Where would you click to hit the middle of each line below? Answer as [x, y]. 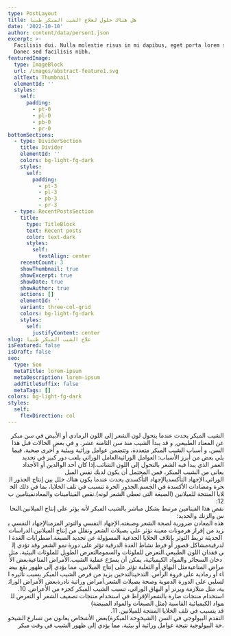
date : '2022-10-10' [36, 26]
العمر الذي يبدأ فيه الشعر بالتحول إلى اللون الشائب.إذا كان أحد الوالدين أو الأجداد [123, 464]
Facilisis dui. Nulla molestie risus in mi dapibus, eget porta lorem [117, 45]
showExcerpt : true [46, 275]
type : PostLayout [33, 13]
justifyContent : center [66, 333]
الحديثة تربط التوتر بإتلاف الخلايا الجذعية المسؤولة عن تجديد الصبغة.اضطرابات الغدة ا [115, 537]
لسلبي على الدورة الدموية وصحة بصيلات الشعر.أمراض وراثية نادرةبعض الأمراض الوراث [116, 581]
